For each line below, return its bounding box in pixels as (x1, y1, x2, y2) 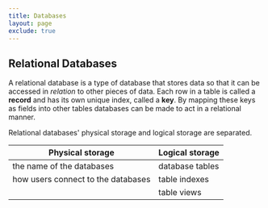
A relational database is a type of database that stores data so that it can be (8, 78, 260, 88)
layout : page (8, 19, 52, 27)
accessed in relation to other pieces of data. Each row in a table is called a (8, 86, 256, 97)
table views (158, 187, 202, 198)
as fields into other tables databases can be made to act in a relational (8, 104, 242, 114)
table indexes (158, 174, 210, 185)
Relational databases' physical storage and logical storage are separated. (8, 128, 253, 138)
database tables (158, 160, 220, 172)
